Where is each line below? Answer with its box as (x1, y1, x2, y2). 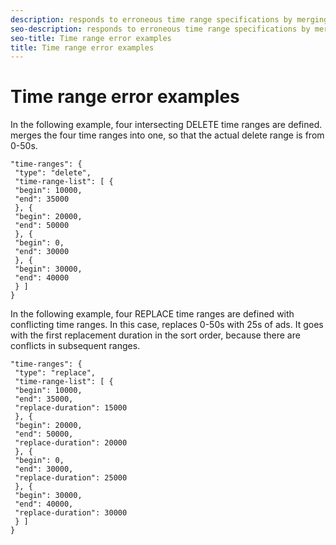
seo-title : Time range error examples (10, 33, 172, 43)
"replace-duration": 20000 (14, 438, 128, 448)
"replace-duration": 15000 (14, 403, 128, 413)
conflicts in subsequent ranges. (10, 340, 141, 352)
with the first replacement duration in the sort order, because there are (10, 329, 301, 341)
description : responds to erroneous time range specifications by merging (10, 14, 329, 25)
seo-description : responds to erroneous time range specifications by (10, 24, 311, 34)
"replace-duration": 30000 (14, 508, 128, 518)
